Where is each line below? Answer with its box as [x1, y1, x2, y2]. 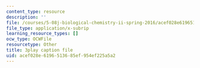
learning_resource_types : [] [6, 31, 79, 37]
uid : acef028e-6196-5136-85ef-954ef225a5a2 [6, 53, 116, 59]
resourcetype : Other [6, 42, 58, 48]
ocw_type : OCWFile [6, 36, 52, 42]
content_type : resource [6, 8, 65, 15]
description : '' [6, 14, 46, 20]
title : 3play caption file [6, 47, 73, 53]
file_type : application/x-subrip [6, 25, 89, 31]
